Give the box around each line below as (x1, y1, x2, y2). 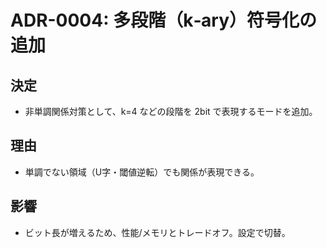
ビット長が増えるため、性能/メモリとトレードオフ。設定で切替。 (24, 226, 291, 238)
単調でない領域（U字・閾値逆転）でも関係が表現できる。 (24, 166, 260, 178)
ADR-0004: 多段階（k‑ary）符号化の (10, 9, 318, 32)
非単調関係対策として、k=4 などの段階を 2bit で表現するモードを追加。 (24, 106, 318, 117)
